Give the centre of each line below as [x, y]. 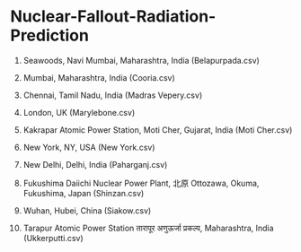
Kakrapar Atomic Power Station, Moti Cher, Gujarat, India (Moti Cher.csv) [158, 130]
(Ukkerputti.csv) [53, 238]
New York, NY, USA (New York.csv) [89, 147]
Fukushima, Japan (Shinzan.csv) [84, 193]
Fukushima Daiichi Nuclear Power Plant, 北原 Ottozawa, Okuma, [141, 183]
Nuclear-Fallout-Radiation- [113, 17]
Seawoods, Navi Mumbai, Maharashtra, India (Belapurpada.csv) [141, 60]
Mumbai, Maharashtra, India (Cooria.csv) [99, 77]
